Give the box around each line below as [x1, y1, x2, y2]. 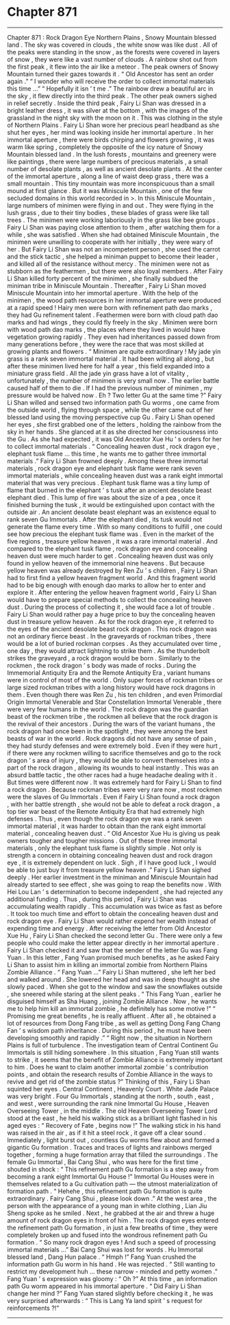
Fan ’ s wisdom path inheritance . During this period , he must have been [7, 1026, 212, 1034]
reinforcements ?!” [7, 1304, 60, 1312]
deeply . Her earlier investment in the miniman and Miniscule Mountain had [7, 873, 218, 881]
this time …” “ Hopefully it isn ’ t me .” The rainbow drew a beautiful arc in [7, 84, 214, 93]
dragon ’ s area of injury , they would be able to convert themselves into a [7, 756, 215, 764]
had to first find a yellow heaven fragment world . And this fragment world [7, 573, 216, 581]
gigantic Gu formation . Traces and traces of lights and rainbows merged [7, 1143, 212, 1151]
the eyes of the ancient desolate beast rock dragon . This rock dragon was [7, 625, 218, 633]
